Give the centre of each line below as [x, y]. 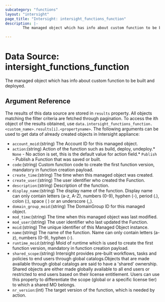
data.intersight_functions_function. [114, 124]
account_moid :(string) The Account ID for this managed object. [75, 144]
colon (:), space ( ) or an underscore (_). [53, 201]
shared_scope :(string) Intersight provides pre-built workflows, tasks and [84, 253]
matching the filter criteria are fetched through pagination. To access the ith [82, 118]
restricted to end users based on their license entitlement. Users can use [86, 274]
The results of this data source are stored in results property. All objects [79, 113]
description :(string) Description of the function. [61, 185]
